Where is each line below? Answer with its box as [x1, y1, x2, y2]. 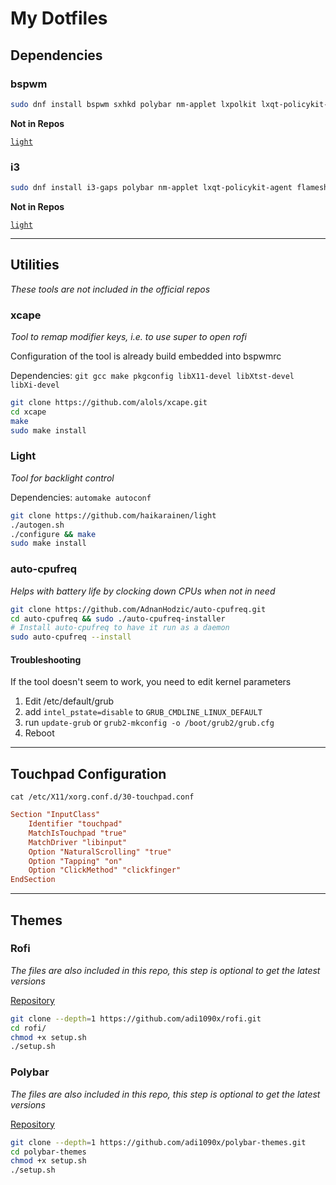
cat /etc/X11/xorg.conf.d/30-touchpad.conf [10, 792, 195, 802]
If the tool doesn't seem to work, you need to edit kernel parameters [10, 676, 292, 688]
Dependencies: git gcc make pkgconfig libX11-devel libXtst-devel [10, 370, 295, 382]
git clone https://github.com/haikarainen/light [10, 510, 217, 521]
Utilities [10, 257, 60, 274]
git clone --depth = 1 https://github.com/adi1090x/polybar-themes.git [10, 1137, 307, 1147]
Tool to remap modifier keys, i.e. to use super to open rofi [10, 331, 247, 343]
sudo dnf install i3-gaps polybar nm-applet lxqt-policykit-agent [10, 183, 293, 193]
